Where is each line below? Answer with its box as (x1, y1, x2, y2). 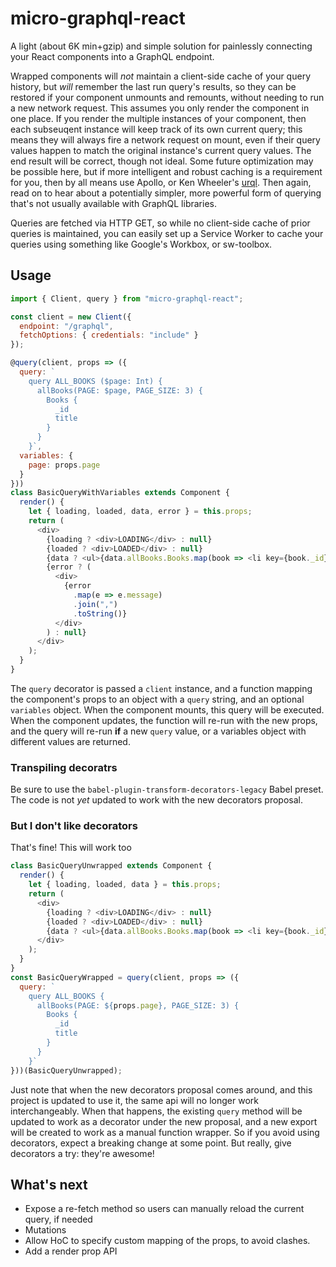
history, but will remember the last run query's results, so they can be (10, 80, 297, 92)
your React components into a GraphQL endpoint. (10, 50, 215, 62)
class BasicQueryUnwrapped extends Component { (10, 861, 213, 871)
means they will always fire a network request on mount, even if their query (10, 133, 321, 146)
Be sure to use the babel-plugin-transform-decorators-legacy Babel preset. (10, 783, 324, 796)
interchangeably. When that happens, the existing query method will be (10, 1105, 303, 1117)
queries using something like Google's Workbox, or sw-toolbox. (10, 238, 273, 250)
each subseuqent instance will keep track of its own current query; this (10, 123, 303, 135)
